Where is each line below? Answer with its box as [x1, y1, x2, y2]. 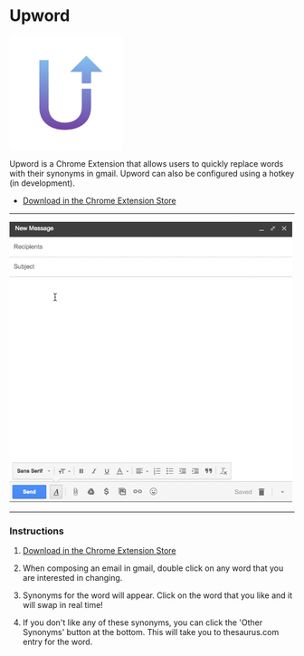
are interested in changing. [22, 573, 123, 584]
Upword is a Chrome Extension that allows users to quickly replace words [9, 158, 284, 169]
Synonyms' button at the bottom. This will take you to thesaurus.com [22, 627, 280, 638]
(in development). [9, 178, 75, 188]
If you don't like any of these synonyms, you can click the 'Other [22, 617, 263, 628]
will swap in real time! [22, 600, 104, 611]
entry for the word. [22, 636, 93, 648]
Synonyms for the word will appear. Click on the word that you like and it [22, 590, 293, 601]
